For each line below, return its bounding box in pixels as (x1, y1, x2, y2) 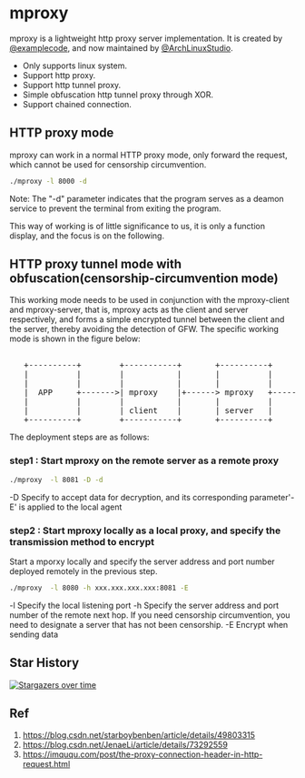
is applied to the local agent (18, 501, 123, 512)
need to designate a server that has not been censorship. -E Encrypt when (9, 619, 289, 630)
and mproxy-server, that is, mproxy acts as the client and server (9, 304, 249, 316)
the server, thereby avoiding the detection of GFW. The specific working (9, 324, 280, 335)
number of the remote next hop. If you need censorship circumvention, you (9, 609, 290, 621)
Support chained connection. (22, 98, 132, 109)
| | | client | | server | (24, 406, 273, 416)
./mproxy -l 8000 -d (9, 177, 88, 186)
